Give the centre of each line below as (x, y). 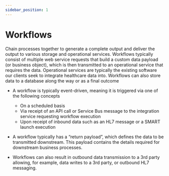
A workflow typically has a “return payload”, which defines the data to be (88, 137)
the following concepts (36, 96)
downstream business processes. (47, 147)
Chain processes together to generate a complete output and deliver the (80, 49)
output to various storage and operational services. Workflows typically (79, 54)
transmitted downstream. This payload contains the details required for (86, 142)
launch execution (38, 127)
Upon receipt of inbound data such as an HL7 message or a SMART (90, 122)
